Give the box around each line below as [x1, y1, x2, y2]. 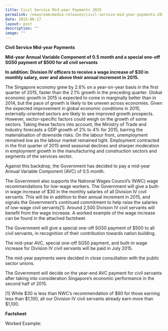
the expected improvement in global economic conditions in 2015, [5, 106, 141, 111]
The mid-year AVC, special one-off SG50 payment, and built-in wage [5, 240, 147, 246]
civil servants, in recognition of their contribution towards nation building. [5, 230, 156, 236]
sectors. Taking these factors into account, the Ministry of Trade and [5, 121, 146, 127]
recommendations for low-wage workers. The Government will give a [5, 183, 148, 189]
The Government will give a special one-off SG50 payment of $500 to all [5, 225, 155, 231]
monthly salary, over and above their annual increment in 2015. [5, 75, 139, 80]
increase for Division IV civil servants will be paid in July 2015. [5, 245, 133, 251]
